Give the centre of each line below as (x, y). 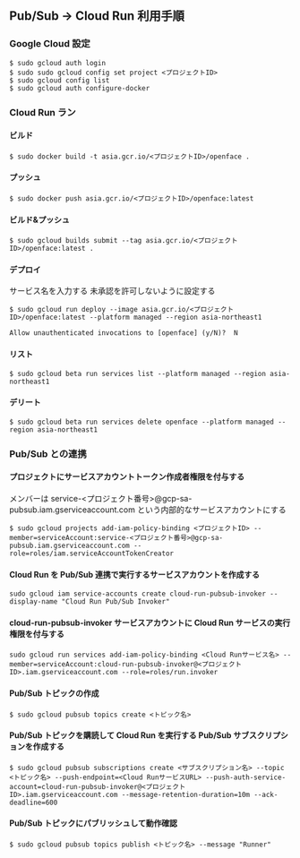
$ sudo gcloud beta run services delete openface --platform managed (142, 422)
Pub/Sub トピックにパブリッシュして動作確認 (93, 823)
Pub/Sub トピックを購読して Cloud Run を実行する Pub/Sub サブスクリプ (145, 735)
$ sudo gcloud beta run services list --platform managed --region (138, 373)
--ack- (266, 794)
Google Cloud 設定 (50, 44)
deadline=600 (34, 802)
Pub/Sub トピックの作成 (55, 693)
